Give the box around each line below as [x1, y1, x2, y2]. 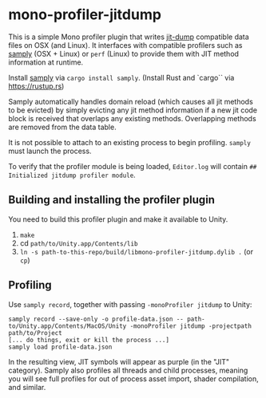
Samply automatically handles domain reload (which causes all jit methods [8, 97, 253, 106]
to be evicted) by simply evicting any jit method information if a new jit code [8, 105, 258, 115]
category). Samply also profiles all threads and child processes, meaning [8, 365, 248, 375]
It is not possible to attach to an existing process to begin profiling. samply [8, 137, 252, 147]
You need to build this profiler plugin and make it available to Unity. [8, 214, 228, 224]
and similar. [8, 382, 46, 392]
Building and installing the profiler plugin [8, 193, 216, 207]
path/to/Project [8, 329, 62, 337]
